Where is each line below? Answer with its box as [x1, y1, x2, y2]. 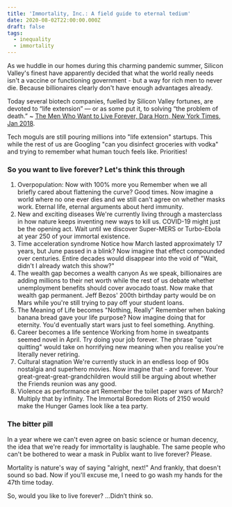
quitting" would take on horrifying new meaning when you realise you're [17, 343, 224, 351]
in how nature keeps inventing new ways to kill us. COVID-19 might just [17, 217, 221, 226]
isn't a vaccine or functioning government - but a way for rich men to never [7, 76, 223, 84]
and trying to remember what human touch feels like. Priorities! [7, 147, 188, 156]
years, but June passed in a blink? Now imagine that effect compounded [17, 247, 225, 256]
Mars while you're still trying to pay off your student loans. [17, 299, 185, 307]
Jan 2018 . [7, 119, 35, 127]
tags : [7, 29, 23, 37]
